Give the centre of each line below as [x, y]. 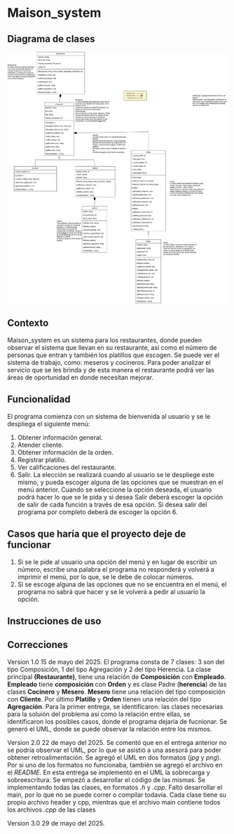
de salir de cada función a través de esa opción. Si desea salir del [112, 504]
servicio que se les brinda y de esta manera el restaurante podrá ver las [111, 370]
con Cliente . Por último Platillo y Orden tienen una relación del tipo [104, 699]
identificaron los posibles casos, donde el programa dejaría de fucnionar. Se [117, 721]
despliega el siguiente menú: [49, 424]
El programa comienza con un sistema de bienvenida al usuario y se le [109, 416]
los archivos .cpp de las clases [51, 809]
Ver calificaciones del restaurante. [67, 467]
